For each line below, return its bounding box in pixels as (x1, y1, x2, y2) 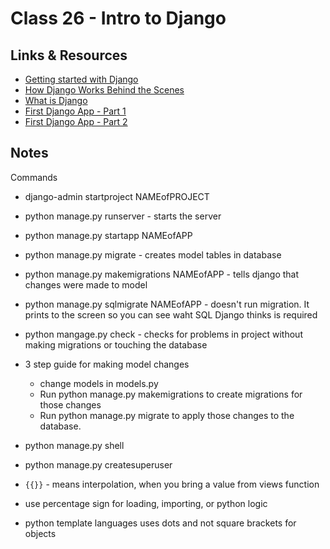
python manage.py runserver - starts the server (24, 210, 222, 222)
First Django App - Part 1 (24, 105, 127, 117)
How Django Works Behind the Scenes (24, 84, 185, 96)
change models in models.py (39, 377, 159, 389)
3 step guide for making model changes (24, 358, 190, 370)
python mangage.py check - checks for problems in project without (24, 328, 303, 340)
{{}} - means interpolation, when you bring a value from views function (24, 478, 320, 490)
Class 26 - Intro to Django (10, 7, 227, 30)
